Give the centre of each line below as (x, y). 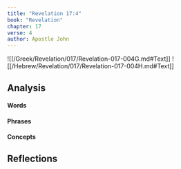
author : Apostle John (38, 39)
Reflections (32, 158)
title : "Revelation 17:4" (44, 13)
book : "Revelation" (35, 20)
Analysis (27, 88)
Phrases (19, 121)
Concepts (21, 137)
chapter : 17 (24, 26)
